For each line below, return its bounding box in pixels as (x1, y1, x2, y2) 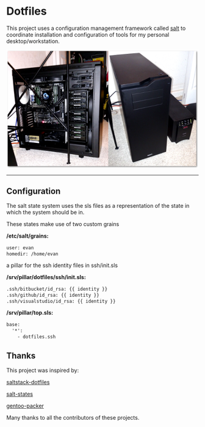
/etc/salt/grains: (6, 232, 49, 239)
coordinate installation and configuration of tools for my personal (6, 31, 170, 38)
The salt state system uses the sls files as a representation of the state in (6, 202, 190, 210)
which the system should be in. (6, 209, 85, 216)
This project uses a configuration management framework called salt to (6, 24, 186, 32)
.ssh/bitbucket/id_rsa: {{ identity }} (6, 286, 108, 293)
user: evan (6, 245, 34, 251)
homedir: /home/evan (6, 251, 59, 257)
